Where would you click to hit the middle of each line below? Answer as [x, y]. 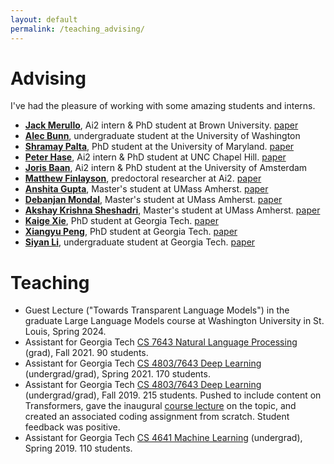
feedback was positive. [72, 427]
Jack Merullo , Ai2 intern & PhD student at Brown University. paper [161, 125]
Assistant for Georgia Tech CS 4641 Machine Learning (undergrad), [163, 438]
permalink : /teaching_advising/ [77, 29]
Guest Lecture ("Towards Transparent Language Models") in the [157, 310]
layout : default [44, 19]
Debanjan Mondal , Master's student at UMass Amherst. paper [153, 200]
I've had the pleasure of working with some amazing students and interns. [163, 106]
